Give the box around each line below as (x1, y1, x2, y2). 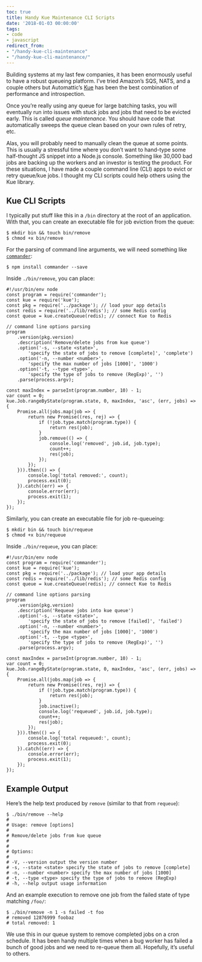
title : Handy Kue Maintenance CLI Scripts (6, 15, 115, 21)
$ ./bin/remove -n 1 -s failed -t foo (6, 909, 104, 916)
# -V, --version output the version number (6, 859, 118, 865)
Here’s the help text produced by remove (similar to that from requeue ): (6, 800, 180, 807)
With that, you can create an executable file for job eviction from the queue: (6, 218, 195, 225)
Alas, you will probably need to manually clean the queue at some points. (6, 139, 189, 146)
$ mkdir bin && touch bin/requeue (6, 527, 94, 533)
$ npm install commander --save (6, 264, 88, 270)
